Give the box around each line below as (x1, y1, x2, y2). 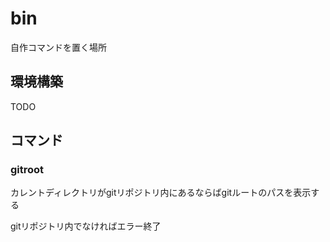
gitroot (10, 163, 45, 177)
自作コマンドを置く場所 (10, 41, 107, 53)
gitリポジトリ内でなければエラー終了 (10, 220, 162, 232)
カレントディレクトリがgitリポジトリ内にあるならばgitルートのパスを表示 (10, 187, 312, 199)
